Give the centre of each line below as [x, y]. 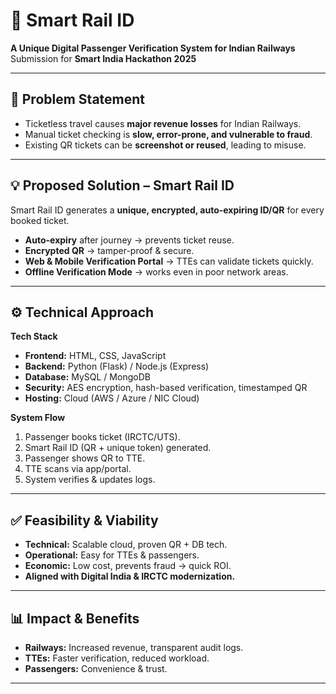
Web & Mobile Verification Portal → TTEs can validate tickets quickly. [169, 261]
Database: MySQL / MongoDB [87, 377]
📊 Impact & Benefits [75, 618]
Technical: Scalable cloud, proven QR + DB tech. [126, 545]
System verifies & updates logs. [90, 480]
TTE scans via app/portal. [78, 469]
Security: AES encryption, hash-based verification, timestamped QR [166, 388]
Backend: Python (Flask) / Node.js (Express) [117, 366]
